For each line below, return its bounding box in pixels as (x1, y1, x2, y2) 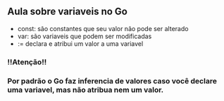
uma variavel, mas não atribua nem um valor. (7, 85, 164, 95)
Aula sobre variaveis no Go (7, 6, 128, 18)
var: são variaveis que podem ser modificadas (17, 32, 152, 40)
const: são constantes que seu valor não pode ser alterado (17, 24, 189, 32)
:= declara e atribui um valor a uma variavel (17, 39, 144, 48)
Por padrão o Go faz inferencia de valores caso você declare (7, 76, 217, 85)
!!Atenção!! (7, 57, 47, 66)
